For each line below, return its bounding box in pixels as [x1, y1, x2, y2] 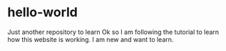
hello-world [7, 4, 78, 21]
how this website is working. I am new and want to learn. [7, 35, 174, 43]
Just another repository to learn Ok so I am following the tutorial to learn [7, 28, 220, 36]
